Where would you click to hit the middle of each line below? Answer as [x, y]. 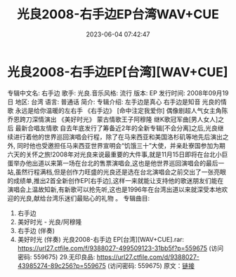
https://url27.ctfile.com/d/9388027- [148, 257]
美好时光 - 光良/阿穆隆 [50, 222]
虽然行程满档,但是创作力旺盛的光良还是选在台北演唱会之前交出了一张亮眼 [121, 172]
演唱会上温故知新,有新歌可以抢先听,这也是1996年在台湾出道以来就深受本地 [114, 189]
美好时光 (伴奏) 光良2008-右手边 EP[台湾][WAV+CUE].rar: [101, 239]
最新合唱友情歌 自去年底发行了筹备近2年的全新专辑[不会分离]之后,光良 [116, 128]
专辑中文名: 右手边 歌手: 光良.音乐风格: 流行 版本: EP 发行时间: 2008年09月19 [118, 93]
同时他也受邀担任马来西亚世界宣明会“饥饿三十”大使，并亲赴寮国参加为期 [121, 145]
